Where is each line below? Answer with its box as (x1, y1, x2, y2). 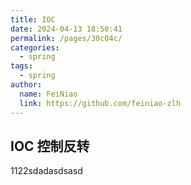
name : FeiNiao (19, 89, 78, 99)
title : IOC (10, 14, 56, 25)
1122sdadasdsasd (10, 165, 83, 177)
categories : (10, 42, 60, 53)
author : (10, 80, 43, 90)
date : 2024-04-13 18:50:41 (10, 24, 123, 34)
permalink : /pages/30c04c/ (10, 33, 123, 43)
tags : (10, 61, 33, 71)
